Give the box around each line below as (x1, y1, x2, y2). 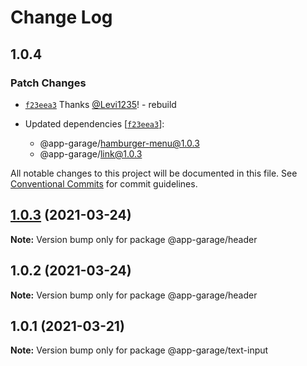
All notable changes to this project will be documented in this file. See (10, 167, 298, 179)
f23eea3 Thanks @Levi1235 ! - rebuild (24, 98, 177, 110)
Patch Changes (10, 76, 87, 90)
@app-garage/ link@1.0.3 (39, 147, 143, 160)
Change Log (10, 6, 113, 29)
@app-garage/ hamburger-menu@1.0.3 (39, 137, 200, 149)
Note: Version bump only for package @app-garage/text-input (10, 344, 269, 356)
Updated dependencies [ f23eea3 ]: (24, 117, 165, 130)
